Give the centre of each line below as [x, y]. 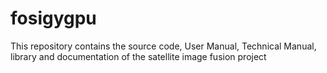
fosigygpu [53, 18]
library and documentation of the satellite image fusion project [138, 56]
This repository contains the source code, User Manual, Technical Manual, [163, 46]
